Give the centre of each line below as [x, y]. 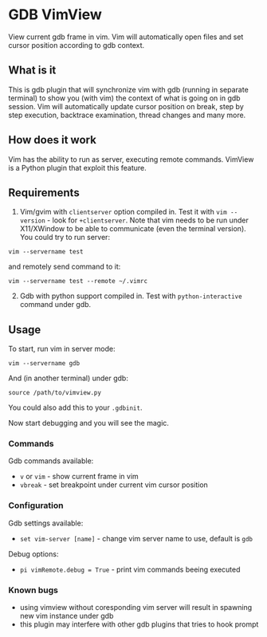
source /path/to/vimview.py [55, 393]
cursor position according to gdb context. [77, 45]
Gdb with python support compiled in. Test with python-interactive [131, 296]
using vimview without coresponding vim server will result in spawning [136, 608]
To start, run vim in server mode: [62, 349]
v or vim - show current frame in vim [79, 477]
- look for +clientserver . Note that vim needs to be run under [147, 220]
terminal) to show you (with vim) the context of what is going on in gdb [124, 98]
